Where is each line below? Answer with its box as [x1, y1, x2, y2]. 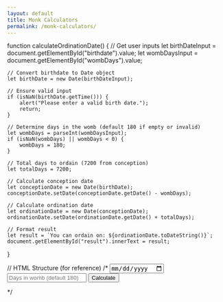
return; [19, 106, 41, 113]
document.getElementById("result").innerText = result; [7, 238, 170, 245]
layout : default [7, 10, 54, 17]
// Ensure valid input [7, 87, 72, 95]
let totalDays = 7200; [7, 166, 72, 173]
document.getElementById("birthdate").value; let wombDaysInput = [7, 49, 198, 57]
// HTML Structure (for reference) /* [7, 264, 108, 272]
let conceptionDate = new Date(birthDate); [7, 184, 134, 191]
